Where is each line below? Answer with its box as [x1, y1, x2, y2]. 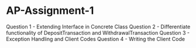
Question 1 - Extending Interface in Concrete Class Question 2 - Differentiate [6, 23, 191, 30]
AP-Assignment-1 [6, 4, 94, 17]
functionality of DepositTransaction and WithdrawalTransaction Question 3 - [6, 29, 190, 36]
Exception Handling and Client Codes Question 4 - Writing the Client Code [6, 35, 185, 42]
